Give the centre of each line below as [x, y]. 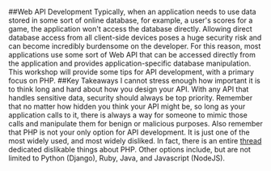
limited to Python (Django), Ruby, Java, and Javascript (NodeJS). [116, 158]
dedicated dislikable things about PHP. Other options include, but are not [129, 150]
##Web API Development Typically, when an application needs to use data [132, 12]
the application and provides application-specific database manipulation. [130, 63]
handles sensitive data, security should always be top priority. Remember [131, 98]
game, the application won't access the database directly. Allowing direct [130, 29]
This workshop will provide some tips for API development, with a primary [131, 72]
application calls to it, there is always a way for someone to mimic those [128, 115]
